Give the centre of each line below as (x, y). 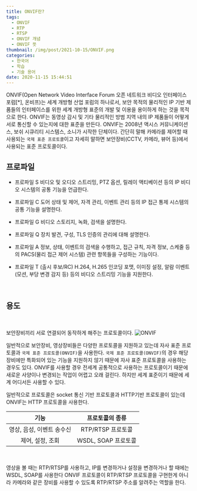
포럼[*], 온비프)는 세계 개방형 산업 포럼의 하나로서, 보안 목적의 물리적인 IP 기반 (96, 102)
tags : (13, 17)
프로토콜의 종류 (107, 418)
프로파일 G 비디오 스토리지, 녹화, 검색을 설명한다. (71, 222)
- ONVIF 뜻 (24, 45)
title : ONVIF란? (26, 11)
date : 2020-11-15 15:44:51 (39, 77)
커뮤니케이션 (174, 124)
